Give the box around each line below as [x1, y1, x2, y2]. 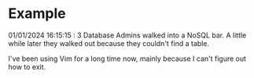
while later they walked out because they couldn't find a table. [8, 38, 210, 48]
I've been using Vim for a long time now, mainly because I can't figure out [8, 54, 246, 63]
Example [8, 5, 66, 23]
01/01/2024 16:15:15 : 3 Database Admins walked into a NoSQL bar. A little [8, 30, 247, 40]
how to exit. [8, 62, 46, 71]
